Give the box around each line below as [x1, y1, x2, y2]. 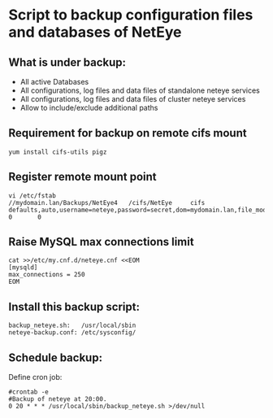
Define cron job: [8, 372, 63, 382]
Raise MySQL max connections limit [8, 235, 194, 249]
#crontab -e [8, 388, 49, 396]
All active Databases [19, 77, 89, 86]
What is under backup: [8, 55, 127, 69]
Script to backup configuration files [8, 6, 253, 24]
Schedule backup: [8, 351, 103, 364]
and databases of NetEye [8, 23, 182, 41]
